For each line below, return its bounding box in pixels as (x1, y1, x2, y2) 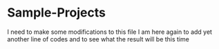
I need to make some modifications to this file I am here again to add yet (7, 28, 213, 36)
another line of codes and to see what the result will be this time (7, 35, 190, 43)
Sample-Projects (7, 5, 106, 21)
